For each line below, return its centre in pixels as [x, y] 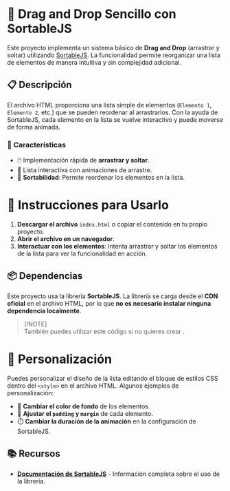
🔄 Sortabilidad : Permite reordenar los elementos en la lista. [101, 178]
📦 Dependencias [45, 276]
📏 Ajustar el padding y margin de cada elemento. [85, 413]
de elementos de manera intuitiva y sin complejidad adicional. [94, 62]
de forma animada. [34, 127]
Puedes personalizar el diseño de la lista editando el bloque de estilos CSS [113, 378]
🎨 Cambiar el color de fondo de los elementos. [83, 406]
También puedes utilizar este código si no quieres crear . [104, 331]
